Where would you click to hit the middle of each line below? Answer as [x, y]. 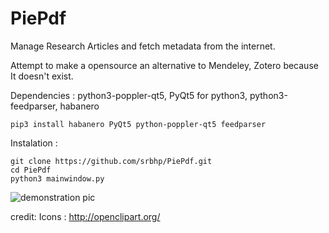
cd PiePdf [31, 170]
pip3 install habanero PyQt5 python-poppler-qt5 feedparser [138, 124]
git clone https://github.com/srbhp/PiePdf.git [111, 161]
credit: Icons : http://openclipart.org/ [85, 216]
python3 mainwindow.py [57, 178]
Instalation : [34, 143]
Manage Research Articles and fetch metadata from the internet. [143, 46]
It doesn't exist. [42, 76]
